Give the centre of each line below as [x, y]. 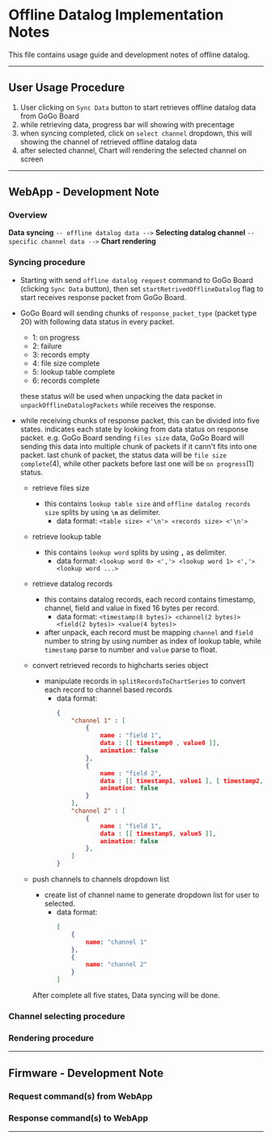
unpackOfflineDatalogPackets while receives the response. [118, 405]
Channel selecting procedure [67, 1017]
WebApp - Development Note [84, 192]
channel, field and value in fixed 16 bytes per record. [132, 608]
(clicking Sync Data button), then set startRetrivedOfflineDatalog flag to [142, 289]
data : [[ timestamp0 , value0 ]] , [160, 744]
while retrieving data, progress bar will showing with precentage [127, 124]
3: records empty [61, 354]
